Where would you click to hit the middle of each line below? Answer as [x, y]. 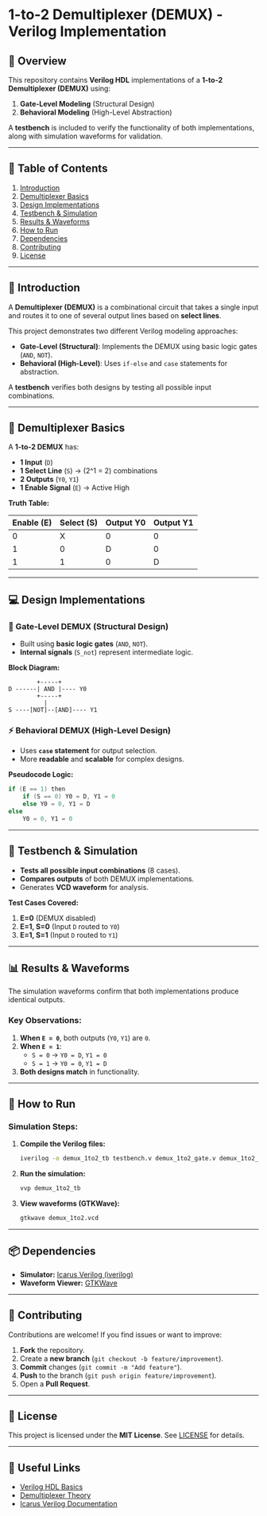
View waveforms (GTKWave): [70, 1203]
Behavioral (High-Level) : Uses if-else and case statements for [124, 363]
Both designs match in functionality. [79, 1071]
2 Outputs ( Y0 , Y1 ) [49, 480]
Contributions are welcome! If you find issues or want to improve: [115, 1335]
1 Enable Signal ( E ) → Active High [74, 488]
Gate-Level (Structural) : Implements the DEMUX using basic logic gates [138, 346]
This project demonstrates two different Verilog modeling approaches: [123, 331]
